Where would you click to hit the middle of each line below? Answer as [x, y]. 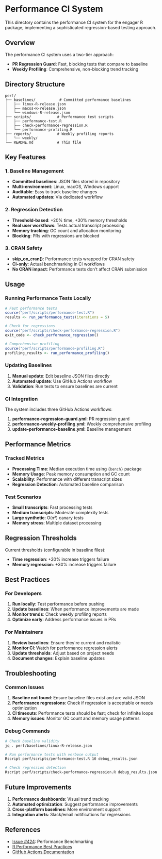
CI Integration [21, 399]
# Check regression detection [36, 768]
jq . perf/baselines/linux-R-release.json [49, 746]
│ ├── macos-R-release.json [36, 108]
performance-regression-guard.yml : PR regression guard [71, 419]
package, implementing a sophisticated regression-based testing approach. [81, 27]
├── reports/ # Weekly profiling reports [59, 134]
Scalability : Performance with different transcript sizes [67, 479]
